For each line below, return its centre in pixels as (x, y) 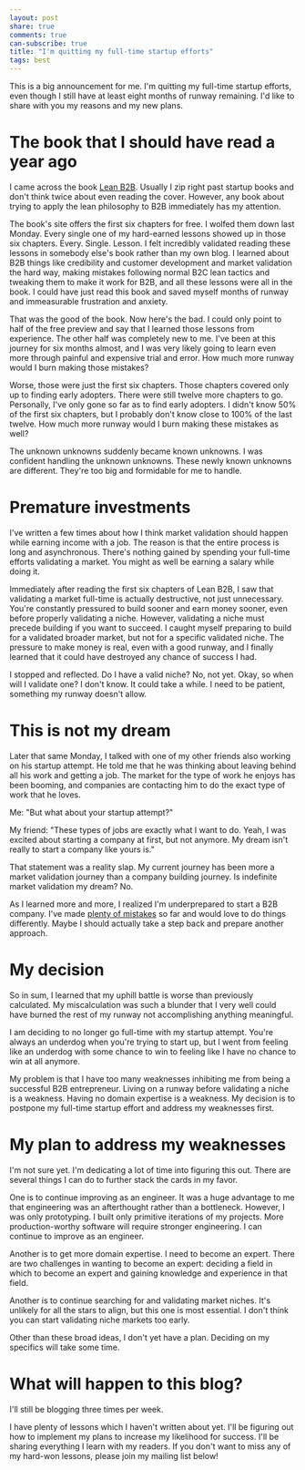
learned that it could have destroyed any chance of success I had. (133, 656)
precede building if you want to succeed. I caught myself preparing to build (151, 627)
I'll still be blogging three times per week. (86, 1409)
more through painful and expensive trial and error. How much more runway (152, 357)
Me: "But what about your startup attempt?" (91, 812)
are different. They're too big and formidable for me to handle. (126, 470)
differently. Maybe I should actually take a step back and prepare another (147, 923)
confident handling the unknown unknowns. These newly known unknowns (151, 460)
